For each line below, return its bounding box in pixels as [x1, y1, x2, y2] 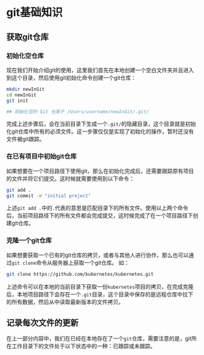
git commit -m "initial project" [6, 192, 91, 199]
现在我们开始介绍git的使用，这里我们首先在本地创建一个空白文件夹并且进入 [6, 66, 194, 74]
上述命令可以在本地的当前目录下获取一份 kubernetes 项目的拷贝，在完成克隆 [6, 283, 194, 290]
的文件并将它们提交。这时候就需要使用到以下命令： [6, 175, 135, 182]
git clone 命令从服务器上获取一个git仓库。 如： [12, 259, 130, 266]
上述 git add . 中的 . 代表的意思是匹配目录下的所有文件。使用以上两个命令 [6, 205, 189, 212]
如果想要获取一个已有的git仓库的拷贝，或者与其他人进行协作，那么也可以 [6, 251, 189, 259]
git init [6, 97, 29, 104]
